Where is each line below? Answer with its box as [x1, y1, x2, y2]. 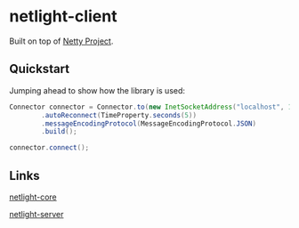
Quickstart [9, 61, 70, 77]
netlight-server [9, 208, 64, 219]
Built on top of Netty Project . [9, 36, 114, 46]
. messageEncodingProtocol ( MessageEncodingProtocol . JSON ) [41, 118, 256, 128]
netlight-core [9, 191, 57, 202]
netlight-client [9, 6, 117, 27]
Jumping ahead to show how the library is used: [9, 85, 185, 95]
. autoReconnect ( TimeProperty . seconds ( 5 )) [41, 110, 198, 119]
